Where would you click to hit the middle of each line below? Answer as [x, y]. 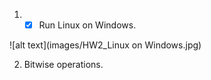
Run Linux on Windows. [87, 25]
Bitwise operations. [63, 65]
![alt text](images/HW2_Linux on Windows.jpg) [105, 45]
